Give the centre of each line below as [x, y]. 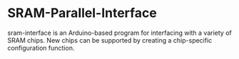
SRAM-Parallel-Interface [82, 13]
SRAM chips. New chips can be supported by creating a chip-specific [110, 40]
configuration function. [41, 48]
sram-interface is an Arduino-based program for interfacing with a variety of [119, 33]
